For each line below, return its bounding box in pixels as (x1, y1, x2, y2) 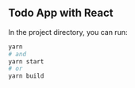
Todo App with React (8, 6, 114, 20)
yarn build (8, 72, 44, 80)
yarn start (8, 57, 44, 66)
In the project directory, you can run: (8, 27, 128, 36)
